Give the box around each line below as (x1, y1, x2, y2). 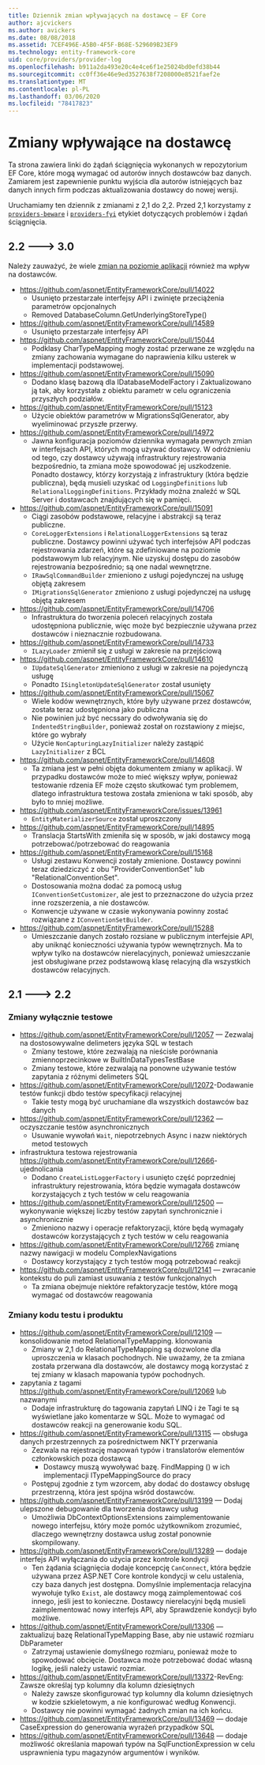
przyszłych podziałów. (31, 394, 104, 403)
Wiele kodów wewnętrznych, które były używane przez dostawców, (31, 696, 252, 706)
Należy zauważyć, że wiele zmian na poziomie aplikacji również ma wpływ (8, 261, 250, 270)
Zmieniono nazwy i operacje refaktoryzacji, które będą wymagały (31, 1223, 244, 1232)
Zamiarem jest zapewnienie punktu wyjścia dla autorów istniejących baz (8, 177, 243, 187)
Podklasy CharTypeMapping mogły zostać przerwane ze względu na (31, 343, 255, 353)
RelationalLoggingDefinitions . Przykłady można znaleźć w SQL (31, 486, 241, 496)
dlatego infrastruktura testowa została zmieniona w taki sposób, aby (31, 788, 254, 798)
